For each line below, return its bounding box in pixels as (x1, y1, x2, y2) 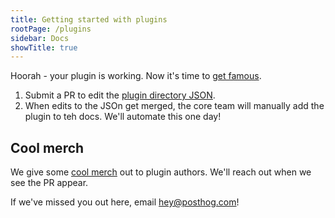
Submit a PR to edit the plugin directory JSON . (24, 89, 216, 101)
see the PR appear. (10, 177, 89, 189)
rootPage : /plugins (10, 24, 92, 34)
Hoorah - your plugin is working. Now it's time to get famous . (10, 70, 262, 82)
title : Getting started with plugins (10, 14, 168, 25)
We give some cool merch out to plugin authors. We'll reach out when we (10, 166, 312, 178)
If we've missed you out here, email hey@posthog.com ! (10, 196, 240, 208)
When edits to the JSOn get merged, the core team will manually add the (24, 100, 325, 112)
